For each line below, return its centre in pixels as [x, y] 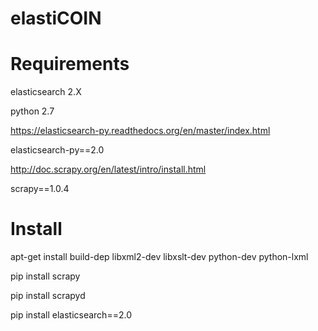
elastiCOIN [56, 18]
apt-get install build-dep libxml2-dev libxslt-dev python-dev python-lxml [159, 257]
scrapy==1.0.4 [40, 189]
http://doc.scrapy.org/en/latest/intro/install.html [108, 169]
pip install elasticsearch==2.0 [71, 315]
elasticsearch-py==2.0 [57, 150]
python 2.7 [32, 111]
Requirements [70, 64]
